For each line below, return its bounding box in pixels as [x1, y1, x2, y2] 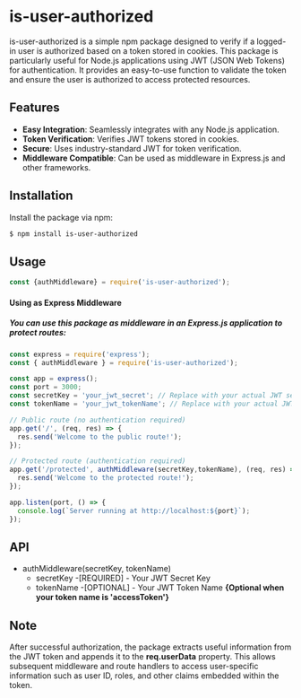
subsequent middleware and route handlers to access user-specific [9, 661, 259, 672]
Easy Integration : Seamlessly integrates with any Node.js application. [21, 124, 279, 135]
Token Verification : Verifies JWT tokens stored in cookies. [21, 133, 240, 144]
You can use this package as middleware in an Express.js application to [9, 318, 283, 328]
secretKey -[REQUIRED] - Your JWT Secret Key [35, 572, 211, 584]
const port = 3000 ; [9, 383, 82, 392]
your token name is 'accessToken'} [35, 592, 170, 603]
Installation [9, 188, 73, 204]
